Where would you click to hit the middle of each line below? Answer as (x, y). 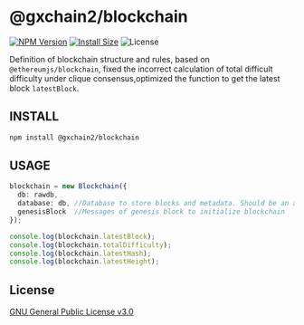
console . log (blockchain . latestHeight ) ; (85, 262)
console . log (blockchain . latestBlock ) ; (82, 236)
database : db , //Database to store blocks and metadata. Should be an (153, 204)
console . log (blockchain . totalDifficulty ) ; (90, 245)
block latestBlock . (44, 88)
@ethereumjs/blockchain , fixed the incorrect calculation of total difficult (141, 69)
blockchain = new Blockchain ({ (68, 186)
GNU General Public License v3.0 (71, 312)
